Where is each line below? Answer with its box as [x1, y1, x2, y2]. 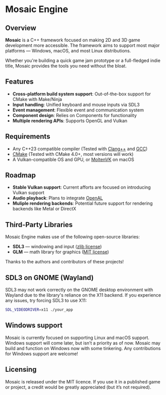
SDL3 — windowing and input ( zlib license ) [12, 244, 102, 250]
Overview [5, 24, 37, 32]
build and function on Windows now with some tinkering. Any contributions [5, 345, 161, 351]
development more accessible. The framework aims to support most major [5, 42, 160, 48]
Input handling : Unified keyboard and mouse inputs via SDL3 [12, 101, 140, 107]
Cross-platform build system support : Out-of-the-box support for [12, 91, 151, 97]
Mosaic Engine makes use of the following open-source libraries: [5, 234, 140, 240]
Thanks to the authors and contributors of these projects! [5, 259, 124, 265]
